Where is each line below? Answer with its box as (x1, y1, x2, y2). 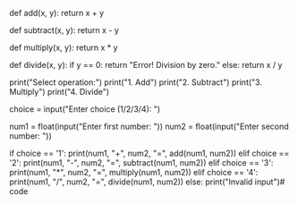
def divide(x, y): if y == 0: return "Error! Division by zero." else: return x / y (9, 60, 283, 70)
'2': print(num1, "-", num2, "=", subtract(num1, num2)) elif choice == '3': (9, 157, 274, 168)
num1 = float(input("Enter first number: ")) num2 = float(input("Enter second (9, 121, 289, 132)
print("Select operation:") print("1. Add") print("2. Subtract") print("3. (9, 77, 262, 88)
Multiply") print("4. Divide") (9, 87, 110, 97)
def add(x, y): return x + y (9, 8, 105, 18)
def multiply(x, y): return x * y (9, 42, 118, 53)
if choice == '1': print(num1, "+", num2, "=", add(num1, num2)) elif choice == (9, 148, 290, 158)
